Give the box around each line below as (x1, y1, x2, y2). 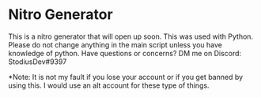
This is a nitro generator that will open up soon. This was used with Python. (8, 32, 254, 41)
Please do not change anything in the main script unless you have (8, 40, 223, 49)
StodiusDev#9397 (8, 57, 67, 66)
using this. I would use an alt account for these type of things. (8, 81, 210, 90)
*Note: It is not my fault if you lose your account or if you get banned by (8, 72, 244, 81)
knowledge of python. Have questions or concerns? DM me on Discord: (8, 48, 242, 58)
